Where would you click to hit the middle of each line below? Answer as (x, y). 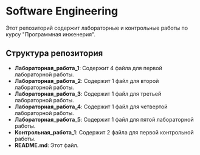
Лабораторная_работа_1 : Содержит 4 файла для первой (88, 68)
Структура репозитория (54, 54)
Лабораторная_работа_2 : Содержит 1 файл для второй (87, 81)
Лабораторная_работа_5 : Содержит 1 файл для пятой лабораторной (104, 119)
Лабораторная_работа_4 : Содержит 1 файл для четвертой (91, 107)
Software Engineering (62, 11)
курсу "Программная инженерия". (50, 34)
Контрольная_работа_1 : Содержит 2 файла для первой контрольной (104, 132)
